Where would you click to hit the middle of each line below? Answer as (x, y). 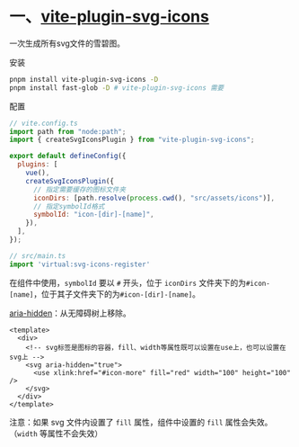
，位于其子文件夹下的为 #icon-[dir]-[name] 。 (116, 294)
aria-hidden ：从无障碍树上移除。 (70, 313)
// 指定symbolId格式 (69, 206)
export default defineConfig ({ (68, 156)
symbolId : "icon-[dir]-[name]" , (93, 215)
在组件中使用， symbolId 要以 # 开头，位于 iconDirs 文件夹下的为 (128, 282)
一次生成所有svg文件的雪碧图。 (67, 43)
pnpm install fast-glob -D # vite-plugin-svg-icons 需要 (117, 88)
